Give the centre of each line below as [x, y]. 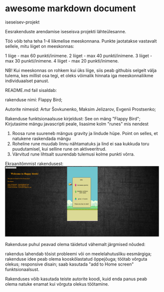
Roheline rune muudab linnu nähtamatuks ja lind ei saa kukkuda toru [81, 144]
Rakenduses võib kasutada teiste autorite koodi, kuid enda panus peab [76, 279]
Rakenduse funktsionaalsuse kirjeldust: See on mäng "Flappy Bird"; [73, 118]
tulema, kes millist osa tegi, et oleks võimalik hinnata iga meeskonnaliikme [79, 75]
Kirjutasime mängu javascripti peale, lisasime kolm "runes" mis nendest [77, 124]
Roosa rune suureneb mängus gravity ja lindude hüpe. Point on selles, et [85, 133]
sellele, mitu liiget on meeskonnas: [40, 46]
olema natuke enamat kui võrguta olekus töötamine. [57, 284]
